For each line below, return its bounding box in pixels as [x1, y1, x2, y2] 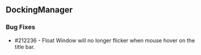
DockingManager [5, 5, 73, 15]
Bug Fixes [5, 23, 36, 31]
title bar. [14, 43, 35, 50]
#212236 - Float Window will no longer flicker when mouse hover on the [14, 36, 196, 44]
